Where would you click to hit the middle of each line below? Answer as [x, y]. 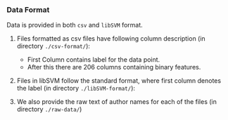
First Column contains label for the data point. [94, 60]
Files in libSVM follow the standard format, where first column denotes [119, 81]
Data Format [28, 10]
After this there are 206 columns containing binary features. [114, 67]
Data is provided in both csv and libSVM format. [75, 25]
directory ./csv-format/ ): [53, 46]
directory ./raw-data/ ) [49, 109]
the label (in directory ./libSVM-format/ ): [76, 88]
